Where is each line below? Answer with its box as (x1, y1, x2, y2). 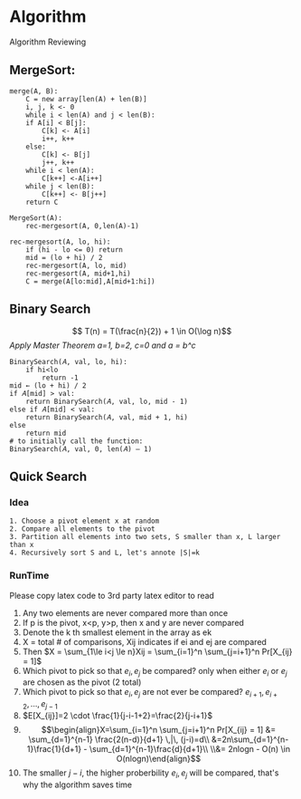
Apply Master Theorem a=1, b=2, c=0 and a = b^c (9, 340, 196, 351)
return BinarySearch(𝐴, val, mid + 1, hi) (25, 412, 188, 422)
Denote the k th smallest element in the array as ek (22, 627, 212, 638)
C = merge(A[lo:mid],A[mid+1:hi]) (25, 276, 155, 286)
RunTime (9, 569, 50, 582)
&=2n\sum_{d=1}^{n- (211, 734, 289, 745)
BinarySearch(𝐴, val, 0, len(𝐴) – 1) (9, 444, 153, 454)
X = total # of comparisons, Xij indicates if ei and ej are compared (22, 636, 267, 647)
